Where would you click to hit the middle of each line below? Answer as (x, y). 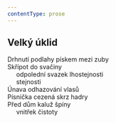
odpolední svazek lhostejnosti (60, 74)
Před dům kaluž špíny (39, 105)
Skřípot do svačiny (35, 67)
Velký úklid (33, 43)
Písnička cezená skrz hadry (48, 97)
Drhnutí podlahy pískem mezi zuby (58, 59)
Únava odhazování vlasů (43, 90)
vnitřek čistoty (37, 112)
